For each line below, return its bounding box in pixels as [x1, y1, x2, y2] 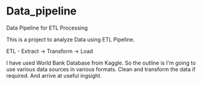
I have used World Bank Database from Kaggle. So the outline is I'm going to [6, 59, 196, 66]
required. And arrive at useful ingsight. [6, 72, 102, 79]
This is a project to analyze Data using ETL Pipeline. [6, 36, 135, 43]
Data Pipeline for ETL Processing [6, 24, 88, 31]
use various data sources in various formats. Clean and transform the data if [6, 65, 196, 73]
